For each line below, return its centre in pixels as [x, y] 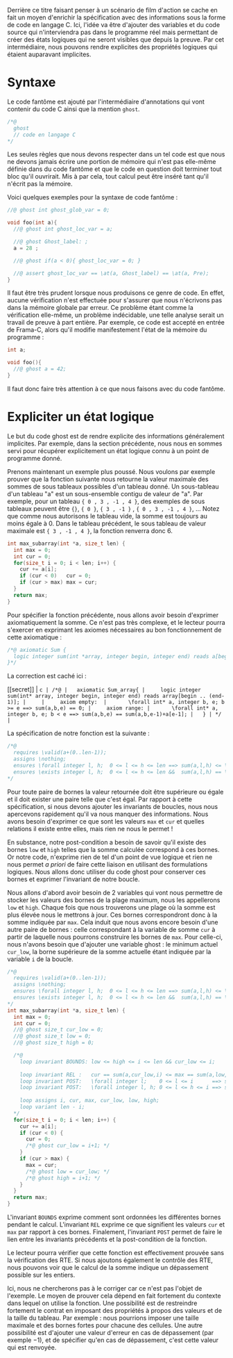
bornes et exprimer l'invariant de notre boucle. [74, 879]
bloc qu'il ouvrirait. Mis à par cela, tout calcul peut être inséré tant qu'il [108, 177]
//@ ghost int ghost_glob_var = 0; [59, 210]
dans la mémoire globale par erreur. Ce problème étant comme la [101, 308]
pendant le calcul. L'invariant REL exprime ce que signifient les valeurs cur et [116, 1225]
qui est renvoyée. [32, 1347]
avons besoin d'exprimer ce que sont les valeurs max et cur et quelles [106, 821]
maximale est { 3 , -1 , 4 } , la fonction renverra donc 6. [90, 530]
